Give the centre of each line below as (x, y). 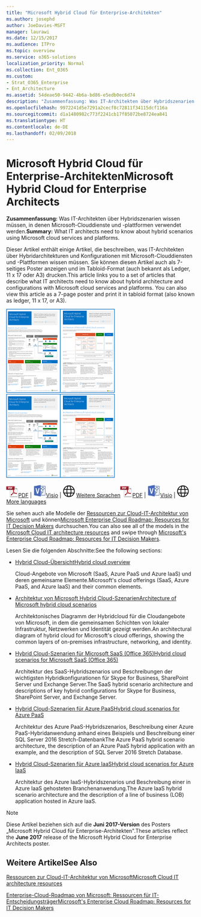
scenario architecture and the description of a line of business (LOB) (99, 795)
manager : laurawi (28, 32)
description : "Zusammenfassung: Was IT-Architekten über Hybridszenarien (100, 102)
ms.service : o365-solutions (41, 57)
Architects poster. (28, 844)
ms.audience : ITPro (31, 44)
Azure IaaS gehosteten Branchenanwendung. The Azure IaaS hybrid (98, 788)
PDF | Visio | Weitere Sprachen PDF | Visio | (97, 495)
